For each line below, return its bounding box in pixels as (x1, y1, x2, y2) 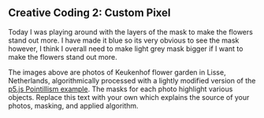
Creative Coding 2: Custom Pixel (8, 6, 171, 20)
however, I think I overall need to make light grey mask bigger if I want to (8, 43, 244, 53)
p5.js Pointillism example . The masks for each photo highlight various (8, 84, 233, 94)
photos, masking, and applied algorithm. (8, 101, 139, 110)
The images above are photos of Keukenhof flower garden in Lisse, (8, 67, 226, 77)
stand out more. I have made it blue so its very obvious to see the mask (8, 35, 240, 45)
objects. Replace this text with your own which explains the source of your (8, 92, 250, 101)
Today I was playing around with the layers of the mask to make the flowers (8, 27, 254, 36)
